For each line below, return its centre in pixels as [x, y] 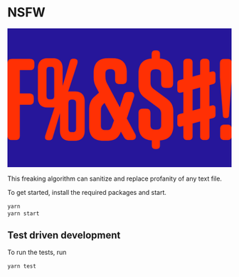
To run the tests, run [37, 252]
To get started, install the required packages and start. [87, 192]
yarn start [23, 213]
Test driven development [64, 235]
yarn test [22, 266]
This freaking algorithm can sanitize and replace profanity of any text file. [115, 178]
